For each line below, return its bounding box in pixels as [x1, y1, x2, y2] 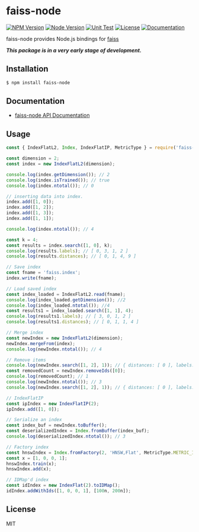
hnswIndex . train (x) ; [6, 461, 57, 467]
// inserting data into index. [6, 193, 84, 199]
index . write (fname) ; [6, 275, 57, 281]
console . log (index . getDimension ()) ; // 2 [6, 171, 110, 177]
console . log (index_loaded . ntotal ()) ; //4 [6, 302, 110, 308]
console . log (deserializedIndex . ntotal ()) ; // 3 [6, 434, 126, 439]
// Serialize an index [6, 417, 62, 423]
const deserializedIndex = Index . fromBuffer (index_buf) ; [6, 428, 150, 434]
